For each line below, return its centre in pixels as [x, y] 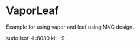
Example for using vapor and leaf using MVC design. [70, 27]
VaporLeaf [32, 11]
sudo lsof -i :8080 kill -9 [35, 38]
